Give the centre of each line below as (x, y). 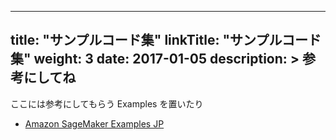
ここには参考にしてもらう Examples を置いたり (107, 103)
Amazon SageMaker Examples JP (94, 123)
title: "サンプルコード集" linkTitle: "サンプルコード (166, 40)
